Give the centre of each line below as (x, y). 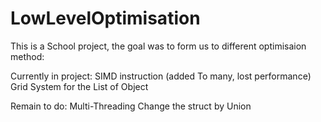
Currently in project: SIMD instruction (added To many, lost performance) (161, 76)
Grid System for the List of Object (79, 86)
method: (27, 56)
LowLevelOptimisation (105, 18)
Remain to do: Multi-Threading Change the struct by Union (131, 106)
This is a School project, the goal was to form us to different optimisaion (158, 46)
